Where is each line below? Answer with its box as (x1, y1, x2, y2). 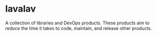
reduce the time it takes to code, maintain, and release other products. (5, 25, 152, 31)
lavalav (5, 3, 36, 15)
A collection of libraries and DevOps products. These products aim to (5, 20, 150, 26)
